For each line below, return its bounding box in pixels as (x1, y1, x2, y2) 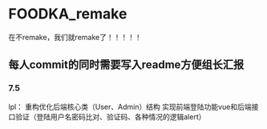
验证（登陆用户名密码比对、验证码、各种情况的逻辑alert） (14, 111, 206, 121)
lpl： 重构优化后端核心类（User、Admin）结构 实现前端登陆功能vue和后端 (8, 102, 252, 111)
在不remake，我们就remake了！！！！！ (8, 32, 142, 42)
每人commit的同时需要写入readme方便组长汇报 (8, 58, 245, 72)
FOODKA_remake (8, 5, 127, 23)
